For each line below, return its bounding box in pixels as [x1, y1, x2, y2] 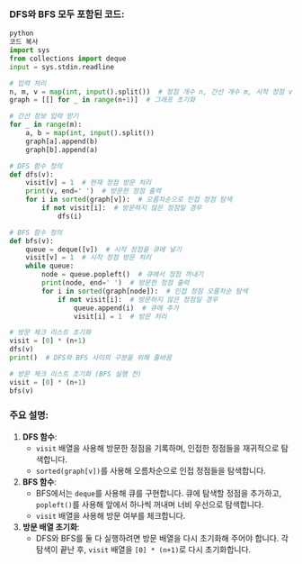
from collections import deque [9, 54, 127, 63]
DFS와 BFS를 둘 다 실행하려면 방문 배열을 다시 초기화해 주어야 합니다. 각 [35, 532, 289, 543]
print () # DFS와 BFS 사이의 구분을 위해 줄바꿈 [9, 353, 173, 362]
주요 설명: [9, 409, 49, 422]
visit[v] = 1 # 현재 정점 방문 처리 [25, 178, 152, 187]
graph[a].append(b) [25, 137, 99, 146]
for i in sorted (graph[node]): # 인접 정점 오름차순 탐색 [41, 287, 249, 296]
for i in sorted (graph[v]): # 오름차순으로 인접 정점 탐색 [25, 196, 233, 205]
